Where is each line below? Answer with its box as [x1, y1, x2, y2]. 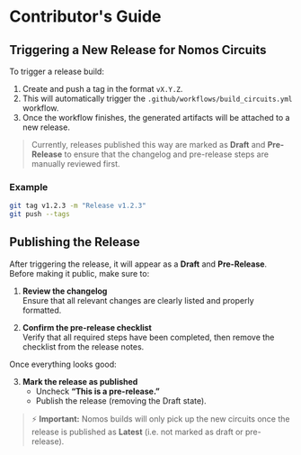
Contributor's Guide [9, 6, 162, 27]
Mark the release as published [22, 376, 138, 387]
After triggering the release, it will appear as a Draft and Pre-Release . [9, 259, 268, 269]
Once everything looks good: [9, 359, 117, 369]
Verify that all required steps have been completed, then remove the [22, 332, 275, 342]
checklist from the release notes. [22, 341, 145, 352]
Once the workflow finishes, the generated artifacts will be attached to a [22, 113, 290, 123]
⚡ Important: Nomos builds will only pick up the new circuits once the [31, 413, 290, 424]
